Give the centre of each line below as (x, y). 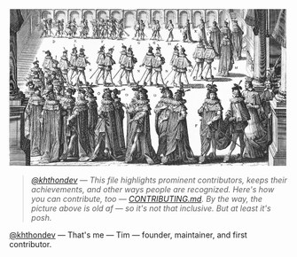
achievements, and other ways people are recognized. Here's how (152, 189)
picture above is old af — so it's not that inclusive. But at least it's (151, 208)
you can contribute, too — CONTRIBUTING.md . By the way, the (147, 199)
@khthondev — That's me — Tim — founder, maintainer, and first (129, 235)
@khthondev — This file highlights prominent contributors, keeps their (159, 180)
